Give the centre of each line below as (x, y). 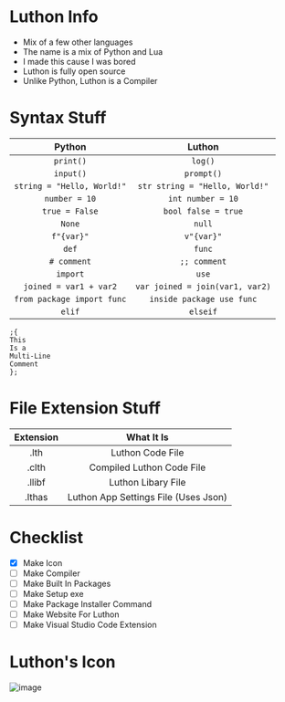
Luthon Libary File (148, 482)
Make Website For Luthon (71, 614)
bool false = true (203, 211)
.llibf (36, 482)
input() (70, 173)
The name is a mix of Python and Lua (93, 51)
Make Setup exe (53, 593)
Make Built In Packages (67, 583)
